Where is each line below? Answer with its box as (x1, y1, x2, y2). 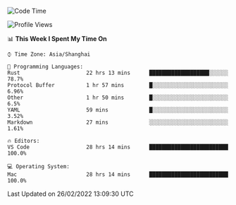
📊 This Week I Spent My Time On (7, 35, 107, 42)
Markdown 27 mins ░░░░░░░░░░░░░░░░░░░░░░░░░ (7, 119, 229, 126)
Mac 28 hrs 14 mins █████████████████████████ (7, 171, 229, 178)
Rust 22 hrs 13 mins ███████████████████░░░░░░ (7, 69, 229, 76)
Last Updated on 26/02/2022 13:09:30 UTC (7, 189, 134, 198)
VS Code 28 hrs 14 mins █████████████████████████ (7, 143, 229, 151)
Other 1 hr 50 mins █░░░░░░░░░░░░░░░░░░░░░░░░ (7, 94, 229, 101)
